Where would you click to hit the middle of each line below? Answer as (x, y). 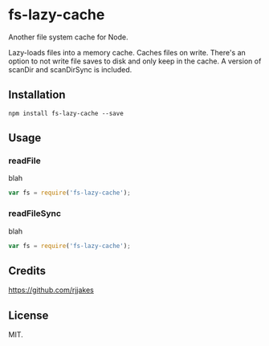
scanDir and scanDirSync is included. (70, 69)
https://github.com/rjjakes (51, 290)
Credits (27, 271)
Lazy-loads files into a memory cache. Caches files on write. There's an (127, 52)
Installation (37, 95)
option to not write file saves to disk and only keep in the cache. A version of (135, 61)
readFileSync (35, 214)
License (29, 315)
